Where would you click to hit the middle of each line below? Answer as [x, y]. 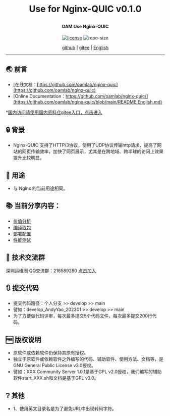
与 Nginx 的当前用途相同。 [40, 188]
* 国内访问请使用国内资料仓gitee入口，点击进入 [54, 113]
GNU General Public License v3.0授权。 [54, 366]
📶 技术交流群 [25, 258]
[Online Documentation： [39, 96]
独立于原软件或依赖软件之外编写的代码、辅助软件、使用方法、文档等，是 [88, 359]
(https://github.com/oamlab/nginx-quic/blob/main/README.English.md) [88, 102]
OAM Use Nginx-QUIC [85, 27]
